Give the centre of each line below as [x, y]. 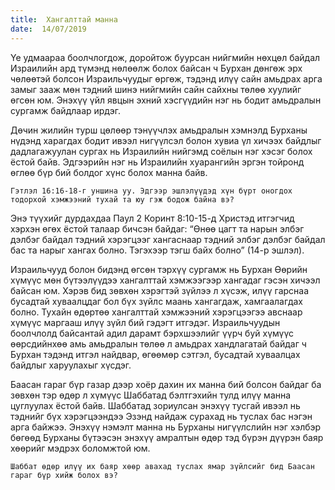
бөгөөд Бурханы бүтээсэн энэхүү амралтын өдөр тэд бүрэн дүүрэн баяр [167, 437]
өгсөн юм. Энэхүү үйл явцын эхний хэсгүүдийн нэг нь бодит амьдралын [166, 100]
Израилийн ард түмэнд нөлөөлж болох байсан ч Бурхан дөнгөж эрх [156, 68]
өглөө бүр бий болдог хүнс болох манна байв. [109, 172]
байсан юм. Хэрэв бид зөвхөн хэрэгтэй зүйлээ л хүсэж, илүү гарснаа [160, 290]
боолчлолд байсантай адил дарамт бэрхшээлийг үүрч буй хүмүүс [152, 333]
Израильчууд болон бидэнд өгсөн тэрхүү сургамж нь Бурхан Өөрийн [159, 269]
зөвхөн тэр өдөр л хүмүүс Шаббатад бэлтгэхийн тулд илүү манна [151, 395]
